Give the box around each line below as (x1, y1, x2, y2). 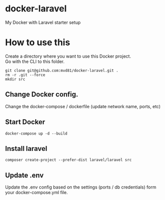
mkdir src (5, 76, 26, 82)
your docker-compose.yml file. (5, 190, 68, 196)
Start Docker (5, 118, 46, 127)
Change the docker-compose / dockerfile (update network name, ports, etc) (5, 103, 161, 109)
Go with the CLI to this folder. (5, 58, 65, 65)
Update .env (5, 171, 44, 179)
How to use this (5, 37, 70, 48)
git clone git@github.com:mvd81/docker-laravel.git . (5, 68, 119, 73)
